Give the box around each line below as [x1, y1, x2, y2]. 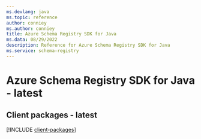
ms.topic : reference [6, 14, 58, 20]
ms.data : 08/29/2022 [6, 37, 58, 43]
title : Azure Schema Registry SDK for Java [6, 31, 117, 37]
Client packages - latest [6, 110, 98, 120]
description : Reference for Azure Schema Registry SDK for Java [6, 43, 170, 49]
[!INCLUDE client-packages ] [6, 126, 76, 133]
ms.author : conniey [6, 25, 55, 32]
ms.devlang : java [6, 8, 50, 15]
